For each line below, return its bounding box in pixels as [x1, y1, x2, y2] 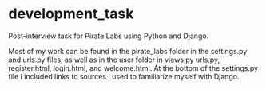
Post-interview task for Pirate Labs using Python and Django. [8, 31, 209, 41]
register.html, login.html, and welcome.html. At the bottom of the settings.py [8, 63, 258, 72]
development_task [8, 5, 134, 23]
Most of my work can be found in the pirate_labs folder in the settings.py [8, 46, 248, 56]
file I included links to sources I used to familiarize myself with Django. [8, 72, 240, 81]
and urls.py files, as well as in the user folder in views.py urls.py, [8, 55, 220, 64]
